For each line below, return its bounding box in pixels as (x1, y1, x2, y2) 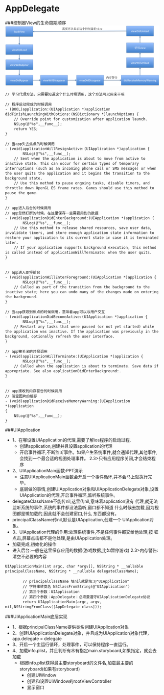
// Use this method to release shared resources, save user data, (14, 226, 152, 231)
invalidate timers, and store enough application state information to (5, 231, 154, 235)
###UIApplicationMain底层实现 (5, 614, 68, 619)
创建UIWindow (26, 672, 57, 678)
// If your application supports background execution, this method (14, 245, 157, 250)
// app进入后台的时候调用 (5, 206, 51, 210)
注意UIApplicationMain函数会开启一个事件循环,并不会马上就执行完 (19, 474, 153, 480)
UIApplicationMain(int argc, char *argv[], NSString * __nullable (5, 564, 143, 569)
